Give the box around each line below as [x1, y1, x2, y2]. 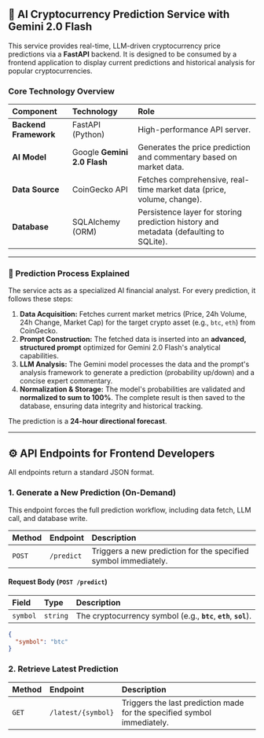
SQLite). [137, 237, 168, 248]
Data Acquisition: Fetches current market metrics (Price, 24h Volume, [19, 310, 247, 319]
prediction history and [137, 217, 219, 228]
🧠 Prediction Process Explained [8, 268, 130, 279]
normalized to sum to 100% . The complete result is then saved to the [19, 393, 245, 402]
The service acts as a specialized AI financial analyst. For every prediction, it [8, 286, 256, 296]
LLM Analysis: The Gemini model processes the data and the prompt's [19, 359, 250, 369]
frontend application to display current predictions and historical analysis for [8, 57, 255, 67]
